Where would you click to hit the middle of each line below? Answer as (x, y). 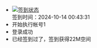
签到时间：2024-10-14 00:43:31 (51, 17)
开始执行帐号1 (29, 24)
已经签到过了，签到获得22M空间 (51, 39)
